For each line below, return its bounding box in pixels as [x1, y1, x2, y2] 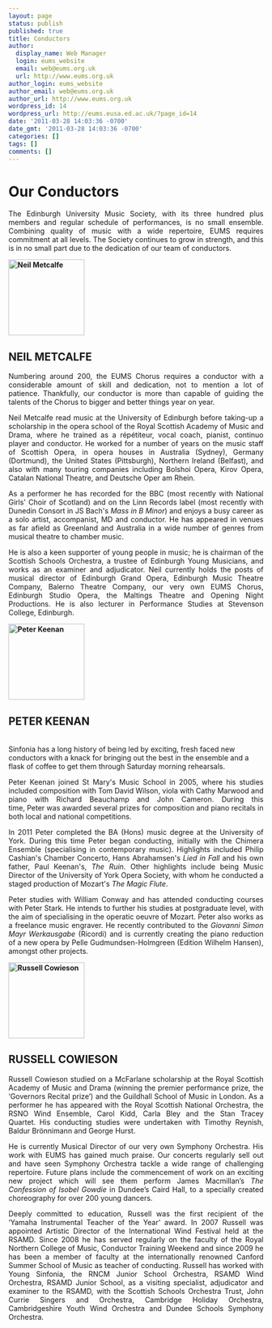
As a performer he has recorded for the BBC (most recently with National [8, 489, 264, 499]
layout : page [8, 11, 53, 20]
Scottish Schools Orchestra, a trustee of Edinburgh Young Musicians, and [8, 556, 264, 566]
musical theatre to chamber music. [8, 532, 124, 542]
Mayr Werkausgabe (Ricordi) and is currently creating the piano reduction [8, 929, 264, 939]
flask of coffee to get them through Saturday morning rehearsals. [8, 761, 226, 771]
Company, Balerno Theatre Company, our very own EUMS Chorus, [8, 582, 264, 592]
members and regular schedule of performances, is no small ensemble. [8, 218, 264, 228]
